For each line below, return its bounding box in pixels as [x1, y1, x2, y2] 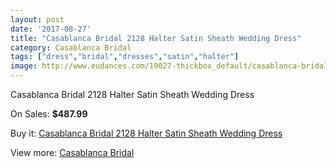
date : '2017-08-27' [10, 24, 92, 34]
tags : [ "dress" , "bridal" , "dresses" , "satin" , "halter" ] [10, 52, 240, 62]
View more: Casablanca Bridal [10, 147, 135, 158]
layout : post [10, 14, 65, 25]
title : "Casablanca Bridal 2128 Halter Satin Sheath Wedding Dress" [10, 33, 302, 43]
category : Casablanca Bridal [10, 42, 132, 53]
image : [10, 61, 38, 71]
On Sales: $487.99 [10, 108, 88, 120]
